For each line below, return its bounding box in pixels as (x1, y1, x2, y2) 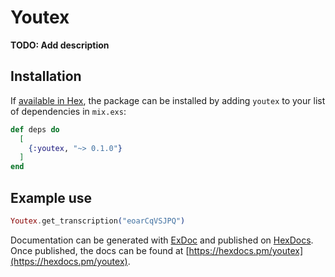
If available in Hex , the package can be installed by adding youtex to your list (10, 94, 326, 106)
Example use (10, 189, 93, 206)
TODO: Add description (10, 39, 110, 51)
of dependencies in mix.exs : (10, 105, 127, 117)
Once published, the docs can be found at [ (10, 244, 190, 256)
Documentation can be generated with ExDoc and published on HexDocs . (10, 234, 314, 246)
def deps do (10, 124, 60, 135)
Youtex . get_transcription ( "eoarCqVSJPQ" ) (10, 216, 186, 226)
